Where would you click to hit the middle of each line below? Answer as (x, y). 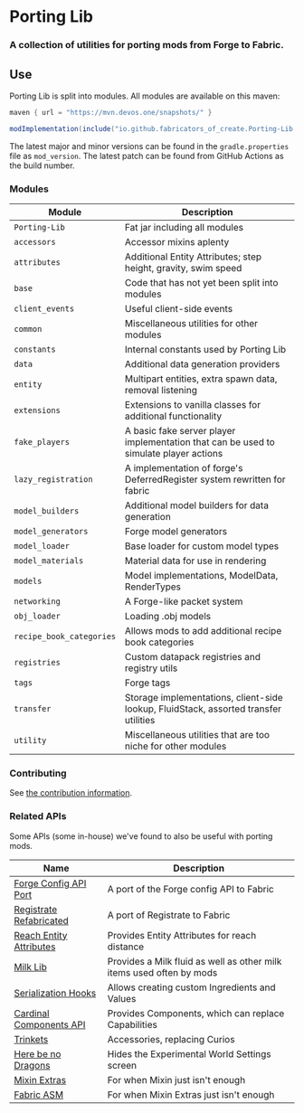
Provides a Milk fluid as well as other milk (195, 961)
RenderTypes (153, 587)
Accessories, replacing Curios (171, 1039)
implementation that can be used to (200, 442)
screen (122, 1065)
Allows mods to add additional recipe (204, 630)
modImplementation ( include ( (62, 128)
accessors (35, 242)
